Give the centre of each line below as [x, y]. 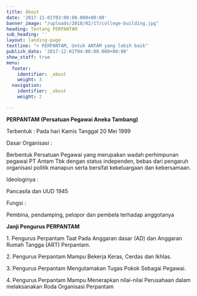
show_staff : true [28, 57]
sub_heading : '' [27, 35]
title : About [23, 12]
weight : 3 [30, 80]
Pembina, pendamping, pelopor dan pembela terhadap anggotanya [90, 215]
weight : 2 [30, 97]
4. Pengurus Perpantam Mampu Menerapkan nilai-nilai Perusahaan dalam [98, 280]
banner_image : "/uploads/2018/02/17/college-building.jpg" [83, 23]
